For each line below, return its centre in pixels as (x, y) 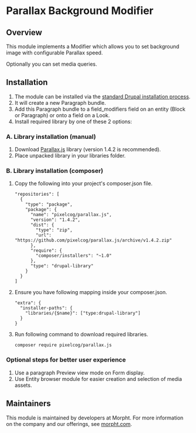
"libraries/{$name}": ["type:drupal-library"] (83, 313)
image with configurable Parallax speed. (55, 53)
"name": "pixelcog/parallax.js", (71, 215)
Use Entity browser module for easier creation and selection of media (98, 379)
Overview (24, 33)
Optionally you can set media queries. (52, 64)
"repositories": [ (37, 195)
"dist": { (42, 225)
